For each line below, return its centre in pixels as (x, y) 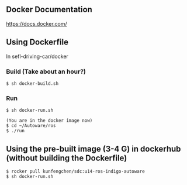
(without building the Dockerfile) (67, 158)
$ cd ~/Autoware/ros (31, 126)
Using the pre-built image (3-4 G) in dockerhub (93, 149)
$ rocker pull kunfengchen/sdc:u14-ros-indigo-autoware (75, 172)
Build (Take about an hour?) (46, 71)
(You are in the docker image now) (49, 121)
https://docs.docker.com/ (37, 23)
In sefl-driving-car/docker (37, 56)
